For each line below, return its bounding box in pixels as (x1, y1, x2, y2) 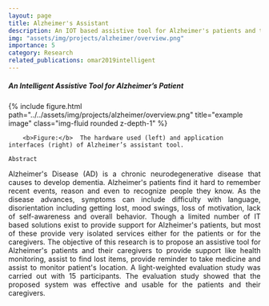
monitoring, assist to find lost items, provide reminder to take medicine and (8, 254, 261, 264)
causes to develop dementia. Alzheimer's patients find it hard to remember (8, 177, 261, 187)
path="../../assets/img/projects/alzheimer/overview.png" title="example (8, 110, 243, 119)
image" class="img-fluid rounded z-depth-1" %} (8, 118, 168, 128)
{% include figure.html (8, 101, 82, 111)
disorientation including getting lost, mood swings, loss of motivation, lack (8, 203, 261, 212)
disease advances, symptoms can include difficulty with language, (8, 194, 261, 204)
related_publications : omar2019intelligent (8, 57, 156, 65)
